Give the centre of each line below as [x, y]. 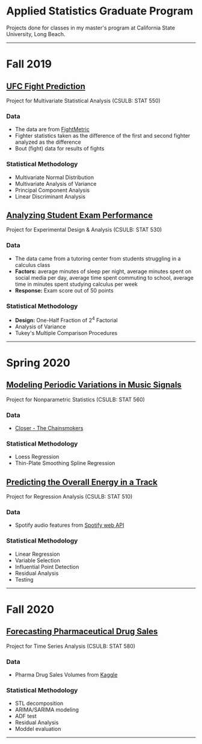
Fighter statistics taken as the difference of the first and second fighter [103, 136]
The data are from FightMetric [52, 129]
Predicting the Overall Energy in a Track [82, 482]
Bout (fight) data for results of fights [60, 149]
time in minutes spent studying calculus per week [76, 284]
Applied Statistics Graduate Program [100, 11]
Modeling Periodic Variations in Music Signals [94, 385]
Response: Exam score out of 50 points [64, 291]
